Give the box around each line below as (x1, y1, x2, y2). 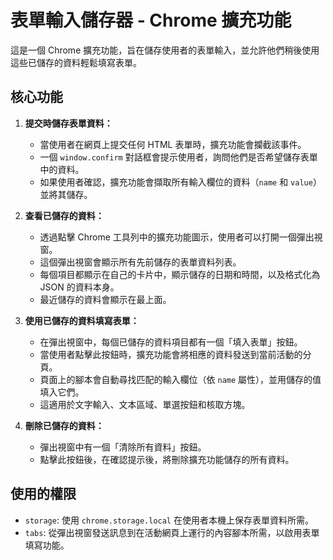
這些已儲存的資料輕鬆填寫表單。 (10, 56, 142, 68)
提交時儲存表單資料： (24, 117, 113, 129)
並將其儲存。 (39, 188, 93, 200)
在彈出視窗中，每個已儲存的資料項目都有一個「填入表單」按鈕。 (39, 336, 303, 348)
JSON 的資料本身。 (39, 281, 120, 293)
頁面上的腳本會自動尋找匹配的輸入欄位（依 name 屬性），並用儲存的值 (39, 373, 322, 385)
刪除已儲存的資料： (24, 419, 105, 431)
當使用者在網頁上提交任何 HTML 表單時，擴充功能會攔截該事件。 (39, 138, 307, 150)
